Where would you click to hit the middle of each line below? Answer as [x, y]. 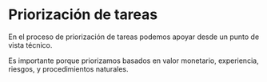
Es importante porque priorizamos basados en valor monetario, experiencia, [133, 61]
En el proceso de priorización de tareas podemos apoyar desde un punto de [134, 37]
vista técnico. [30, 45]
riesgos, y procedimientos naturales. [68, 68]
